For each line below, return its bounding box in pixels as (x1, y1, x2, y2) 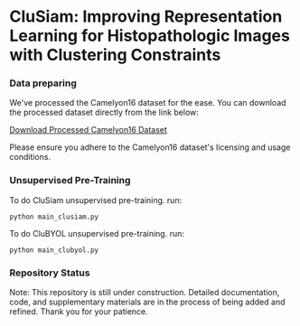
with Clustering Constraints (9, 45, 221, 65)
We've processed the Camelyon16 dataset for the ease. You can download (9, 98, 286, 108)
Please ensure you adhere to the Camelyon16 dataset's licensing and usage (9, 142, 291, 153)
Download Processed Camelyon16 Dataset (9, 125, 167, 135)
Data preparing (9, 77, 77, 89)
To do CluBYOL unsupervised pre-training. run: (9, 228, 185, 238)
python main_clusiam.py (9, 212, 99, 221)
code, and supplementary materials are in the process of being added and (9, 296, 286, 308)
